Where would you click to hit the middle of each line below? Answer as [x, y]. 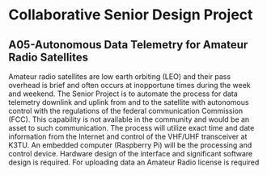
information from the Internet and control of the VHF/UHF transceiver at [128, 136]
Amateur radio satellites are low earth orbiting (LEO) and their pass [120, 77]
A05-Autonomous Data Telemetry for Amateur [128, 45]
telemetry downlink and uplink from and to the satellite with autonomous [129, 102]
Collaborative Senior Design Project [131, 15]
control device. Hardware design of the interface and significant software [131, 154]
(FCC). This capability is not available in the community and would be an [129, 119]
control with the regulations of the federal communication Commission [126, 111]
